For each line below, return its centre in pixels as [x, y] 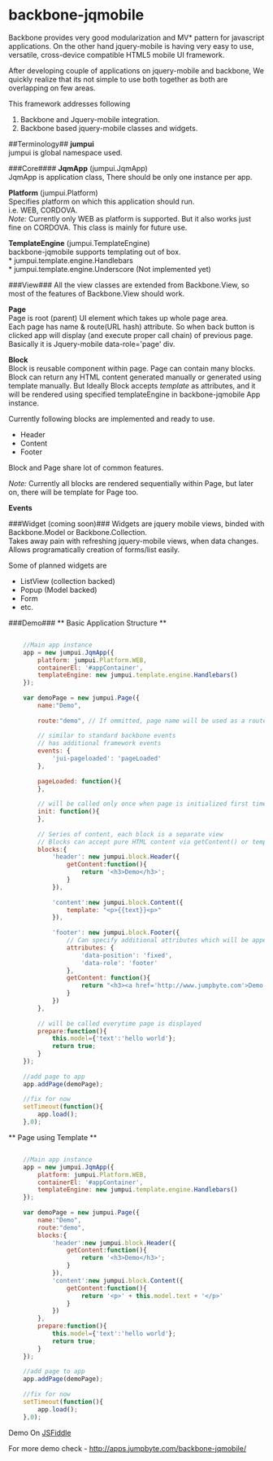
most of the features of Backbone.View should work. [97, 293]
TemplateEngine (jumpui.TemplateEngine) [79, 243]
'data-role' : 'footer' [119, 963]
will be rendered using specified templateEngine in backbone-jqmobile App [134, 394]
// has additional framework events [100, 744]
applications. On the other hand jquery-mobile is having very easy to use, [131, 46]
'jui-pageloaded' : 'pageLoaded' [106, 759]
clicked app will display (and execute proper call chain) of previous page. [131, 335]
